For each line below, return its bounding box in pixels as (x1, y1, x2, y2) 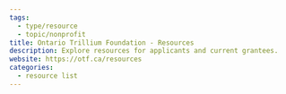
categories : (9, 64, 54, 73)
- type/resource (17, 21, 78, 30)
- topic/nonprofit (17, 30, 87, 38)
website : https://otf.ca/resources (9, 55, 143, 64)
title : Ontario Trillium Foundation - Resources (9, 38, 195, 47)
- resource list (17, 72, 78, 81)
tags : (9, 13, 30, 22)
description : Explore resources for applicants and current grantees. (9, 47, 279, 56)
